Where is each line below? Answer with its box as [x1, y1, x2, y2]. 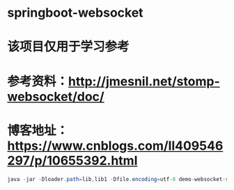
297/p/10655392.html [7, 152, 138, 168]
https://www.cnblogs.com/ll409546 [7, 138, 224, 154]
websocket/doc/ [7, 88, 104, 104]
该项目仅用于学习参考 [7, 39, 130, 55]
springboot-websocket [7, 5, 144, 21]
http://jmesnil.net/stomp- [68, 73, 221, 89]
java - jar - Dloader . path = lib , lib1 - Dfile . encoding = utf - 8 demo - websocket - [7, 175, 226, 182]
